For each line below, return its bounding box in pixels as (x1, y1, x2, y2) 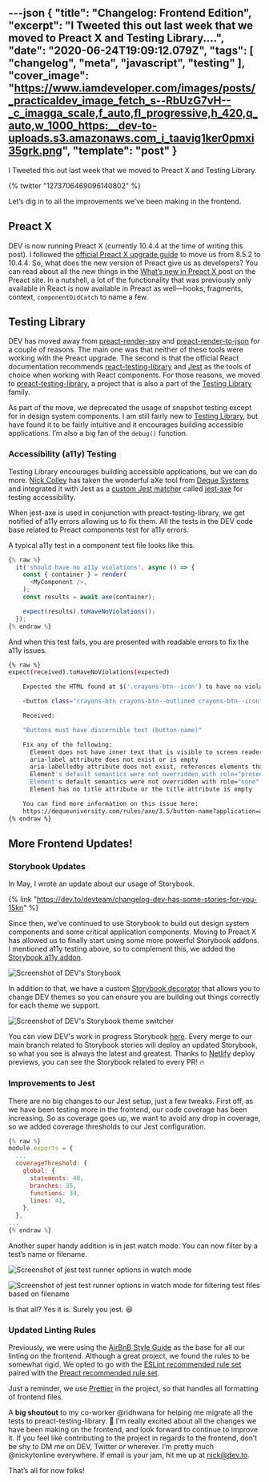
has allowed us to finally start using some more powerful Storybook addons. (8, 936, 260, 945)
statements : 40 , (29, 1174, 84, 1182)
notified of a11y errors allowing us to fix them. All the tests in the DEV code (8, 516, 254, 526)
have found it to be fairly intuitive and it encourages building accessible (8, 420, 244, 429)
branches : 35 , (29, 1182, 78, 1190)
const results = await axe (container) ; (22, 593, 156, 602)
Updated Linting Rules (8, 1324, 96, 1335)
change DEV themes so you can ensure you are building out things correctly (8, 993, 260, 1002)
